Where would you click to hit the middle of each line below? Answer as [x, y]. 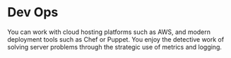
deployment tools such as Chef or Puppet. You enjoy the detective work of [116, 39]
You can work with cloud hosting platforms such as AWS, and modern [109, 32]
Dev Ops [33, 12]
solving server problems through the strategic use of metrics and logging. [115, 47]
